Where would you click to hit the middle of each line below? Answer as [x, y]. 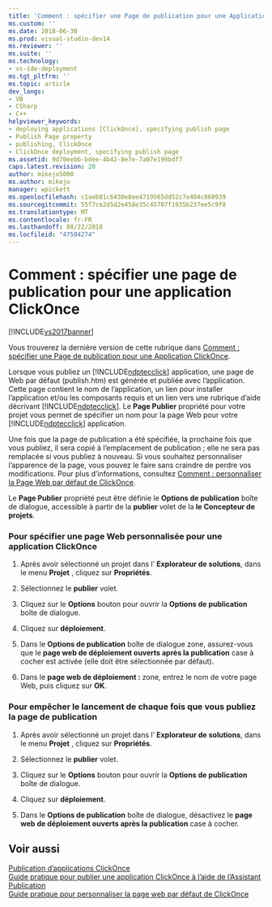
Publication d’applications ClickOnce [70, 868]
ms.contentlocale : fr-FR [50, 220]
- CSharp [23, 106]
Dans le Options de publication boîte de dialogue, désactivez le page [136, 815]
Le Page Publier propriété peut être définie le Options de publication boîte [133, 498]
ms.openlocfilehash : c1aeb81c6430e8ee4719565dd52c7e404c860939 [117, 197]
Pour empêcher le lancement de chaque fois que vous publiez [132, 707]
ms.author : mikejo [39, 182]
